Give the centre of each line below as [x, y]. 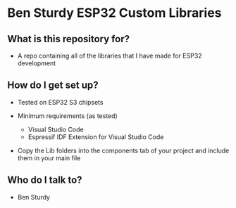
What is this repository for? [69, 39]
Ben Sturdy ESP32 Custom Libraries [114, 13]
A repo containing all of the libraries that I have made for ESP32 [110, 56]
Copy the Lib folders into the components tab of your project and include [123, 150]
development [37, 63]
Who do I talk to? [45, 180]
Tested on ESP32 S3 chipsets [60, 102]
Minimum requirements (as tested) [67, 116]
